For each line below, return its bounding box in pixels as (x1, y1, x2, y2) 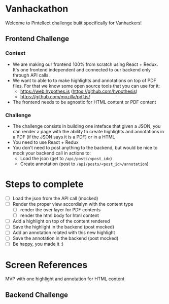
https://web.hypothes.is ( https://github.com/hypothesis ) (20, 88, 138, 94)
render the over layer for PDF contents (20, 206, 101, 213)
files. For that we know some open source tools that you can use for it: (12, 83, 160, 89)
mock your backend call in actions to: (12, 150, 91, 156)
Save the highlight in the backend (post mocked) (12, 224, 115, 230)
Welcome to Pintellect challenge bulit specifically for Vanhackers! (5, 20, 142, 26)
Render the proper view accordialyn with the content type (12, 201, 133, 207)
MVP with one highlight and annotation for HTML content (5, 276, 125, 282)
